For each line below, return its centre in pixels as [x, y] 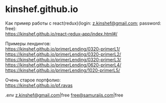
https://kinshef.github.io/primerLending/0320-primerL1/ [63, 49]
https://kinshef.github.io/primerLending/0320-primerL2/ [63, 54]
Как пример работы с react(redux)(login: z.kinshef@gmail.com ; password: [83, 23]
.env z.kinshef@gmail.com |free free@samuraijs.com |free [64, 95]
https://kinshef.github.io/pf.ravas [39, 85]
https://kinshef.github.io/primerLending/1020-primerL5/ [63, 70]
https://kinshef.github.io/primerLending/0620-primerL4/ [63, 65]
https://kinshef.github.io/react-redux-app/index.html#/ [61, 34]
